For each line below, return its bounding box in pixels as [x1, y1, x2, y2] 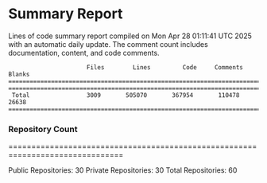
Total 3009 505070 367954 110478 [11, 91, 240, 99]
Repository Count [8, 123, 78, 134]
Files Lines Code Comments [86, 63, 244, 72]
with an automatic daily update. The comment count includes [8, 39, 208, 49]
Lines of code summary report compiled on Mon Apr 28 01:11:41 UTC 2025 [8, 31, 253, 41]
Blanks [8, 70, 30, 78]
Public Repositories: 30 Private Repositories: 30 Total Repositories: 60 [8, 165, 238, 175]
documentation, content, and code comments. [8, 48, 161, 57]
